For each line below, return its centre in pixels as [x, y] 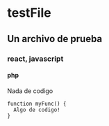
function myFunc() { [37, 104]
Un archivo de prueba [55, 39]
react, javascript [35, 59]
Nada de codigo [30, 91]
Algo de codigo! [37, 110]
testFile [29, 13]
